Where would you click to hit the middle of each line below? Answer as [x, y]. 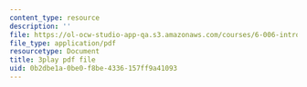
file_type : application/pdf [63, 43]
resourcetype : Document [55, 52]
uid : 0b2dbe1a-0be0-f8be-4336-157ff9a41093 [94, 69]
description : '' [40, 26]
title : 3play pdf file [53, 60]
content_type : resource [55, 18]
